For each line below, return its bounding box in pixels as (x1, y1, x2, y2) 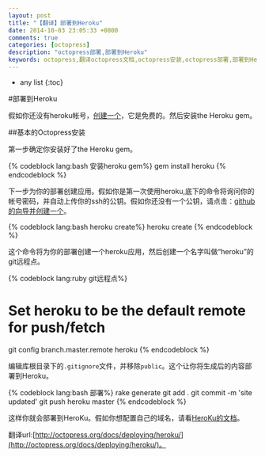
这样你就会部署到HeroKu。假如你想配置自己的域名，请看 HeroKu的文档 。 (8, 413, 244, 422)
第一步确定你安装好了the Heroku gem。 (8, 144, 137, 154)
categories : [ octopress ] (8, 41, 90, 49)
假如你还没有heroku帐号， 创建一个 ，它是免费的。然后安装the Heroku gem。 (8, 110, 257, 120)
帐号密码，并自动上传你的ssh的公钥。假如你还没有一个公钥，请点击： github (8, 196, 256, 206)
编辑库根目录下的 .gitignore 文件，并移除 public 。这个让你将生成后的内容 (8, 361, 245, 371)
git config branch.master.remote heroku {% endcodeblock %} (8, 345, 210, 354)
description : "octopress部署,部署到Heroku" (8, 48, 148, 56)
